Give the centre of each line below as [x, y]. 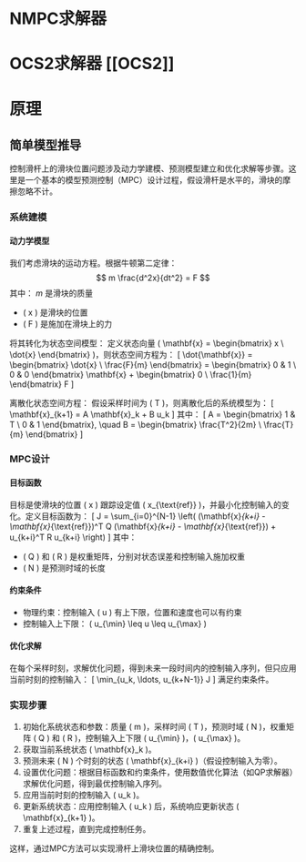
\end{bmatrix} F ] [42, 384]
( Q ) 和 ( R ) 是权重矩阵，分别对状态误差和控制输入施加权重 [134, 556]
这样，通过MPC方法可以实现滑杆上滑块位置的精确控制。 [114, 848]
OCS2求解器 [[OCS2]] [92, 64]
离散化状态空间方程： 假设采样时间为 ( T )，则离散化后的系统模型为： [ [142, 402]
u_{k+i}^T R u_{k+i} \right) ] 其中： [73, 537]
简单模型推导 [46, 145]
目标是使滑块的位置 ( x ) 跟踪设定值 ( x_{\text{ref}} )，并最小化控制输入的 [146, 504]
